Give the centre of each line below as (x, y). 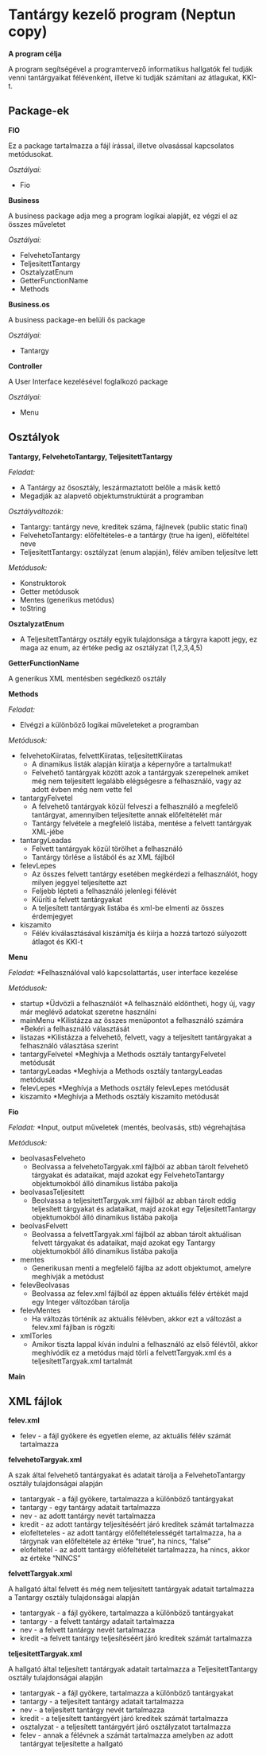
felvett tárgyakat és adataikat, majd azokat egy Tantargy (123, 1243)
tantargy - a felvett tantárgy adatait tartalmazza (97, 1621)
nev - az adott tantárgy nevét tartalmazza (88, 1516)
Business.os (29, 304)
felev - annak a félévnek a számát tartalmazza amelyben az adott (126, 1735)
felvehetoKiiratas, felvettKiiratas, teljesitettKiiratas (101, 755)
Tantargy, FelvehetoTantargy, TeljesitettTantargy (91, 456)
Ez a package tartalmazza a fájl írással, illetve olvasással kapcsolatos (121, 146)
